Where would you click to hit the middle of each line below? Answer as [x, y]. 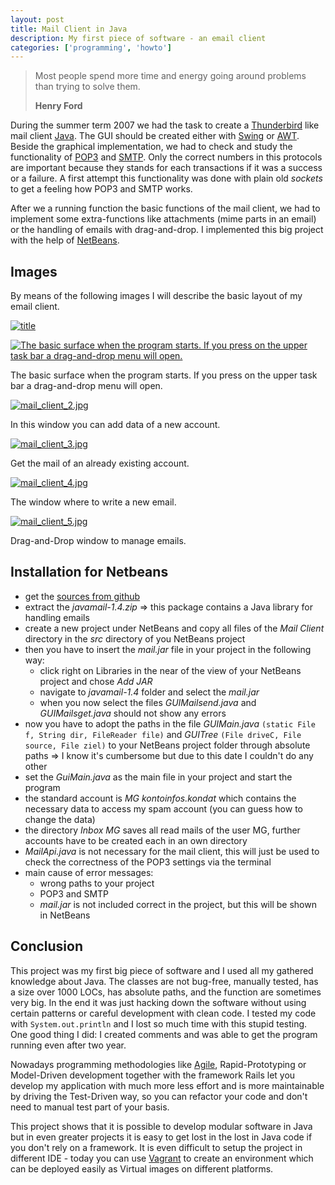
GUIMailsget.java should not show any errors [133, 713]
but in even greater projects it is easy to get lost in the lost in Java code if [161, 1137]
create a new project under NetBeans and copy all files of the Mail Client [174, 628]
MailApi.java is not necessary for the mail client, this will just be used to [172, 851]
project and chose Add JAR [96, 681]
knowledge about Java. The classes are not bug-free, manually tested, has [164, 981]
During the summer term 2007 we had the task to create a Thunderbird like [165, 125]
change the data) [60, 819]
